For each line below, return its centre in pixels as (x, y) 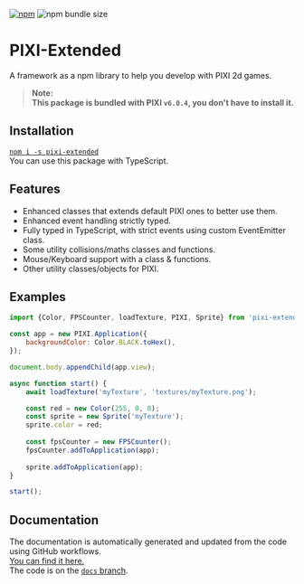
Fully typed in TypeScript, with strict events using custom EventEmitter (154, 230)
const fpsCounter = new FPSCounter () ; (99, 442)
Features (35, 189)
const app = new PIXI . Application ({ (78, 334)
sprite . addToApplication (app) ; (85, 467)
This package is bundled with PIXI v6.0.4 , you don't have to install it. (162, 102)
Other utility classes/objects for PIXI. (90, 268)
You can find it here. (47, 561)
